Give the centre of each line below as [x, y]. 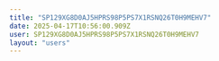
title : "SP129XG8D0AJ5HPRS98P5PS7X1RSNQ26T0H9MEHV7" [110, 17]
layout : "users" [40, 43]
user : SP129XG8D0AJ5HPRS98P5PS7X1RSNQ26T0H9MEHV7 [105, 34]
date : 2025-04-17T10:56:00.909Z [70, 26]
